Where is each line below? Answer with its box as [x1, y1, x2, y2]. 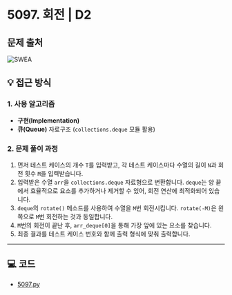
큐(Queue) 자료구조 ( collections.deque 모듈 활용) [17, 125, 155, 133]
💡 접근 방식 [7, 77, 52, 89]
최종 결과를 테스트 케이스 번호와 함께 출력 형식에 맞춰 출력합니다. [17, 230, 191, 238]
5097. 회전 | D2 [7, 7, 92, 23]
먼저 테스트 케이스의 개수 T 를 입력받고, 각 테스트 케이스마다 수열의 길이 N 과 [17, 161, 217, 169]
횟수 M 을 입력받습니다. [24, 169, 84, 177]
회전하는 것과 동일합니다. [46, 212, 113, 221]
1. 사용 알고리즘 [7, 99, 55, 109]
